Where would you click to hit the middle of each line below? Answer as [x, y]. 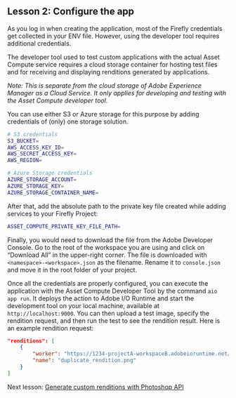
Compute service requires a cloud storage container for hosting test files [112, 64]
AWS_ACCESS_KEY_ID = [36, 147]
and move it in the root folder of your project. [72, 270]
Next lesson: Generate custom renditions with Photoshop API [96, 387]
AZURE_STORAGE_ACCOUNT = [42, 180]
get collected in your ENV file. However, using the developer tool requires [113, 36]
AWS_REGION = [25, 161]
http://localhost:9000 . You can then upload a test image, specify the [108, 313]
